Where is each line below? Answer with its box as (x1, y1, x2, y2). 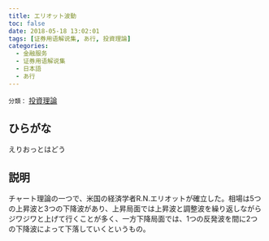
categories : (8, 42, 49, 50)
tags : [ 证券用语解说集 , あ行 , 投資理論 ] (8, 34, 132, 43)
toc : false (8, 19, 46, 28)
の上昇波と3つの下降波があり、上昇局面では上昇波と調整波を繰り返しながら (8, 204, 262, 213)
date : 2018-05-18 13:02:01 (8, 27, 100, 35)
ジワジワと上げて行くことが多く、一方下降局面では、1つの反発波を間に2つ (8, 214, 258, 224)
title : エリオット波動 (8, 11, 77, 20)
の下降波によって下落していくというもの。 (8, 224, 150, 234)
